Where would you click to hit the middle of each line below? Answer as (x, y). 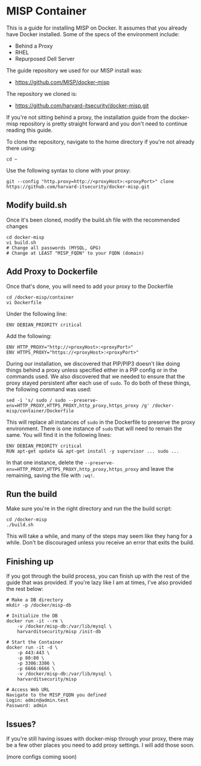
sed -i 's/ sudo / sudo (36, 400)
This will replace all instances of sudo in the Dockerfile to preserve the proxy (101, 422)
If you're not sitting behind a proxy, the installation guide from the (88, 117)
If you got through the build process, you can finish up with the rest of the (98, 576)
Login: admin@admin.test (37, 701)
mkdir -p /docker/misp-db (39, 605)
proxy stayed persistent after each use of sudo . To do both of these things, (99, 383)
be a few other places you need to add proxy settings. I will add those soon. (101, 745)
